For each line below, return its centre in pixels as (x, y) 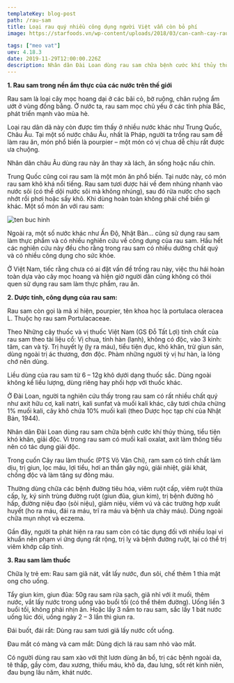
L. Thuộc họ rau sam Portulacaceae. (59, 318)
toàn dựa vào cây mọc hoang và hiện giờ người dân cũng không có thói (109, 276)
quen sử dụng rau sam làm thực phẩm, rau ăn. (73, 284)
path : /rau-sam (29, 20)
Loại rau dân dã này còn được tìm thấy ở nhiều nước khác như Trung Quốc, (115, 127)
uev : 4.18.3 (24, 52)
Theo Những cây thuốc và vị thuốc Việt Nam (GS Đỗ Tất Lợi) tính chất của (113, 332)
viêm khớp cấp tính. (36, 546)
